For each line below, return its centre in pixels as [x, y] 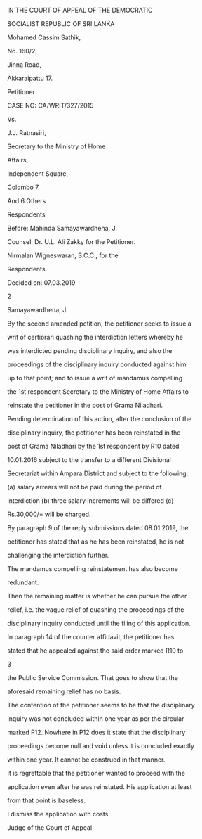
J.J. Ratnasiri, [27, 133]
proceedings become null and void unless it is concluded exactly [101, 746]
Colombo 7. [23, 187]
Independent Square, [38, 174]
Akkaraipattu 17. [30, 78]
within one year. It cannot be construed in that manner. [86, 760]
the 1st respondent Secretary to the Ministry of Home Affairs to [98, 392]
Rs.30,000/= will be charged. [49, 514]
